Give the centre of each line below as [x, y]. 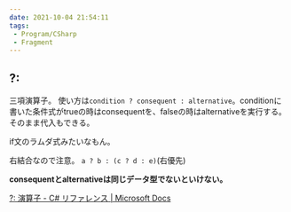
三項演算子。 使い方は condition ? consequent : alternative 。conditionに [145, 101]
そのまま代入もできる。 [52, 123]
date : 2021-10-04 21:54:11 [59, 17]
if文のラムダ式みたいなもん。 [62, 142]
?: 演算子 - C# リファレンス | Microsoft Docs [90, 198]
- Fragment [33, 42]
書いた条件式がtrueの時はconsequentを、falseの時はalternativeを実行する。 [148, 112]
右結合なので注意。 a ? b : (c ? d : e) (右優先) [98, 161]
